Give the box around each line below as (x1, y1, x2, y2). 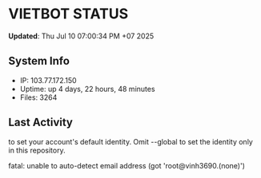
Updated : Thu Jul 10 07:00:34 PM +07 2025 (8, 31, 155, 41)
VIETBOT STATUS (8, 5, 129, 23)
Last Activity (8, 116, 74, 129)
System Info (8, 54, 70, 68)
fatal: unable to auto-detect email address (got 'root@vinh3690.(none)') (8, 160, 246, 170)
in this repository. (8, 145, 66, 155)
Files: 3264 (19, 93, 58, 102)
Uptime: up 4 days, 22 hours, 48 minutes (19, 84, 155, 93)
